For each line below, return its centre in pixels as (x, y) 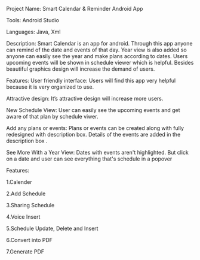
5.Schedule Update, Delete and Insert (52, 228)
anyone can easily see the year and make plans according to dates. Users (97, 56)
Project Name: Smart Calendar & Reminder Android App (75, 9)
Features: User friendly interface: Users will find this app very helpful (91, 81)
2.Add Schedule (26, 194)
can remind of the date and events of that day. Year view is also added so (96, 50)
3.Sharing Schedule (30, 205)
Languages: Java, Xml (33, 32)
